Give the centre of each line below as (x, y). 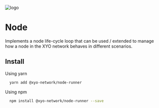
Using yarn (16, 73)
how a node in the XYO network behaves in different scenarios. (69, 46)
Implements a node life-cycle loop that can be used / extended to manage (79, 41)
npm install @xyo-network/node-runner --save (57, 101)
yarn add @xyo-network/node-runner (46, 82)
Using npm (16, 92)
